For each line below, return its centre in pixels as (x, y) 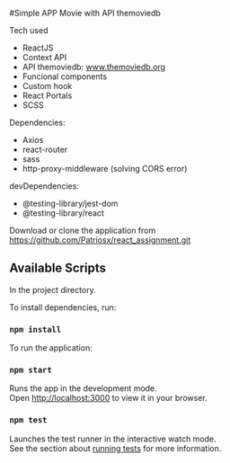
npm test (28, 420)
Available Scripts (57, 268)
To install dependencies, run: (63, 307)
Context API (44, 57)
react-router (45, 149)
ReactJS (38, 48)
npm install (35, 329)
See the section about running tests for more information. (115, 448)
